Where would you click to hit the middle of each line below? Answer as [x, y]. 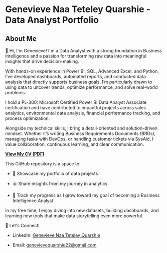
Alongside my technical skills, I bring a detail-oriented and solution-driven [81, 128]
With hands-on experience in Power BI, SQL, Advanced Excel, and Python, [82, 71]
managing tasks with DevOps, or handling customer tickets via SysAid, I [79, 139]
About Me [21, 39]
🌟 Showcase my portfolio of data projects [55, 173]
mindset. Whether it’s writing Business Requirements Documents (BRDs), [80, 134]
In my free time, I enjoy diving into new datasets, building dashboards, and [82, 210]
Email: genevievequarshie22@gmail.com [54, 245]
